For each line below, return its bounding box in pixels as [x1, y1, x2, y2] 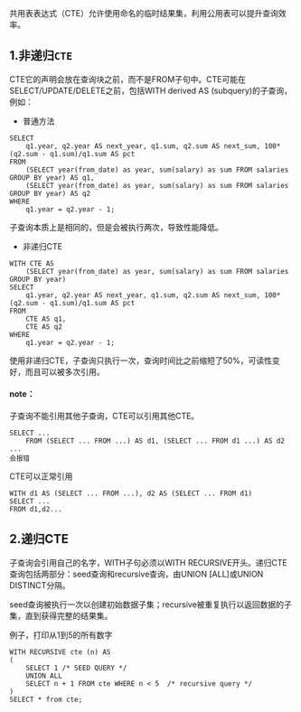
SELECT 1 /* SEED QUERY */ [25, 663, 127, 672]
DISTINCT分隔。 [9, 579, 71, 590]
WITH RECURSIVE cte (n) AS [9, 647, 111, 657]
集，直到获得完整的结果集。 [9, 610, 113, 621]
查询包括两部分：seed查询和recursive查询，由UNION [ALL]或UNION [9, 568, 264, 579]
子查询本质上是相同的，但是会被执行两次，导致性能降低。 [9, 221, 223, 232]
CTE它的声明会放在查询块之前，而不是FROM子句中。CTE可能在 [9, 73, 246, 84]
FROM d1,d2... [9, 505, 63, 514]
